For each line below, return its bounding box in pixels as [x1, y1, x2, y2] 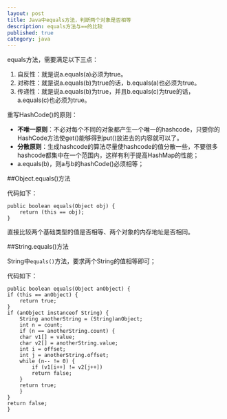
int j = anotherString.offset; [19, 352, 109, 359]
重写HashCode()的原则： [7, 111, 78, 119]
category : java [7, 36, 51, 43]
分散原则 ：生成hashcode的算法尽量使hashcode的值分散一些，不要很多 [17, 143, 218, 151]
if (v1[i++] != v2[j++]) [32, 364, 103, 371]
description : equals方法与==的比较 [7, 23, 103, 30]
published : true [7, 29, 54, 37]
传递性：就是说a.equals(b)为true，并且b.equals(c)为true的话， [17, 88, 195, 96]
